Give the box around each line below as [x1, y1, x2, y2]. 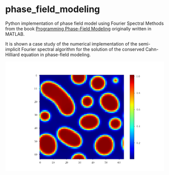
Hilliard [5, 52, 20, 58]
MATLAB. [5, 31, 25, 37]
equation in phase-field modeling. [21, 52, 91, 58]
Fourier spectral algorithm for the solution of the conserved [21, 46, 145, 52]
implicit [5, 46, 20, 52]
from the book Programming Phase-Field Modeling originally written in [5, 25, 151, 31]
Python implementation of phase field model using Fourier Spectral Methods [5, 20, 164, 26]
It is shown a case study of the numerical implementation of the [5, 40, 138, 47]
